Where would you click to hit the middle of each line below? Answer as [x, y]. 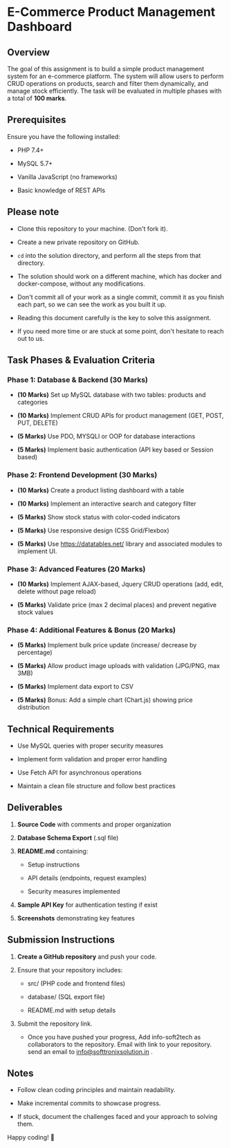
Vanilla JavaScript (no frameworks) [67, 176]
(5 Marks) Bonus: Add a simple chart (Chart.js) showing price [105, 700]
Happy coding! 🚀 [31, 1138]
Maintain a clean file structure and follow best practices [96, 786]
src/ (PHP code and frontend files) [76, 983]
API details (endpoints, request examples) [87, 878]
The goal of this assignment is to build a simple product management [106, 69]
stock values [35, 612]
